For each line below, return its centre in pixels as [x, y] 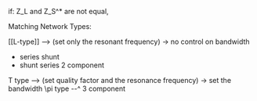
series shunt [40, 57]
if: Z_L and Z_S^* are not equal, [58, 11]
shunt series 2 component [62, 65]
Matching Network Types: [50, 26]
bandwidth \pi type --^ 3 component [67, 88]
